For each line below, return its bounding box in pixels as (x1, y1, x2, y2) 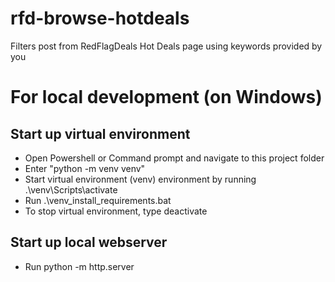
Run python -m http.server (24, 260, 135, 272)
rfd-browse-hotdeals (10, 7, 190, 30)
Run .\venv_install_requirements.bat (24, 194, 172, 206)
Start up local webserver (10, 234, 168, 251)
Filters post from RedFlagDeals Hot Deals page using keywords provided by (10, 40, 323, 52)
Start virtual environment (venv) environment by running (24, 173, 257, 185)
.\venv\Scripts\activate (24, 183, 118, 196)
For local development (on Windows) (10, 86, 323, 109)
